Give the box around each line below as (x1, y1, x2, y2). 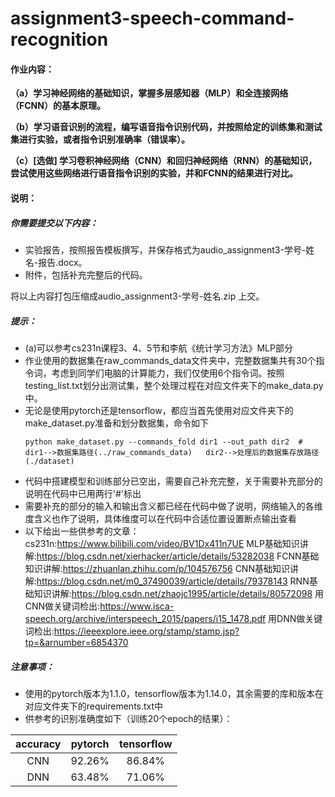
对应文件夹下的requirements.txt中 (24, 700, 164, 712)
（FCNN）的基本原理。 (10, 100, 106, 112)
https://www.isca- (99, 600, 175, 612)
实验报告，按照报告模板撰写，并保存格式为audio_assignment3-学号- (24, 243, 307, 256)
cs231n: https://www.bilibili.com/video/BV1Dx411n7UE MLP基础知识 (24, 537, 300, 549)
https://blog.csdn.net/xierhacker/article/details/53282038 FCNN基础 (36, 550, 320, 562)
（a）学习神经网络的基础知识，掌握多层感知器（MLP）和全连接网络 (10, 87, 289, 99)
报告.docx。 (38, 256, 88, 268)
